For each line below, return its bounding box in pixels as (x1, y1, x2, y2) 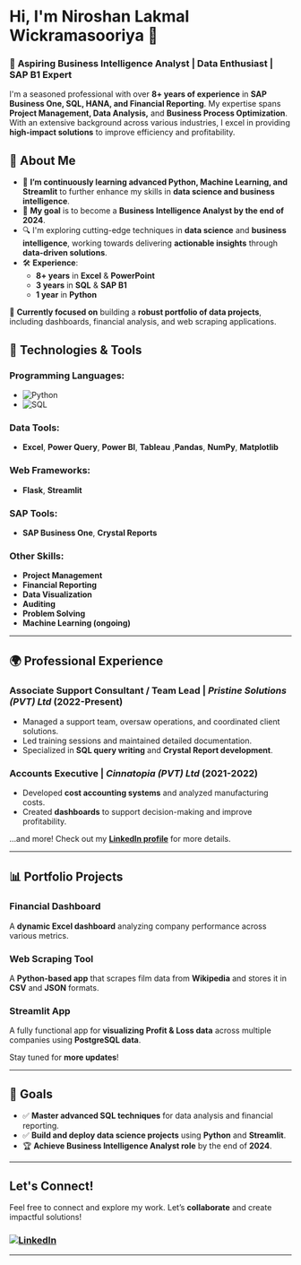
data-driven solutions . (21, 247, 107, 258)
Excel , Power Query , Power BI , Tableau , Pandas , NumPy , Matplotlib (21, 442, 279, 453)
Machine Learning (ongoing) (21, 618, 132, 628)
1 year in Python (35, 290, 97, 300)
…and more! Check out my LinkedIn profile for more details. (9, 834, 231, 845)
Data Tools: (9, 421, 60, 434)
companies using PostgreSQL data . (9, 1035, 142, 1045)
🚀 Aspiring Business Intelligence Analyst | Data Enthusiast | (9, 57, 273, 70)
